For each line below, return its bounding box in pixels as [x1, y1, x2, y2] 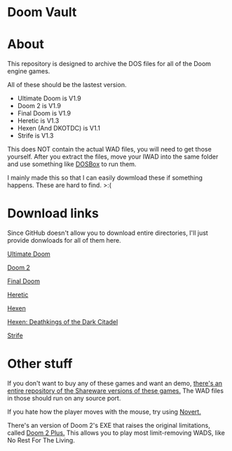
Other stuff [7, 356, 73, 372]
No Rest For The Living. [7, 436, 75, 444]
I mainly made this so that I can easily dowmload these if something [7, 173, 203, 182]
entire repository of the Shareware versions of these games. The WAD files [7, 386, 224, 395]
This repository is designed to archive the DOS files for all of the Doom [7, 60, 212, 68]
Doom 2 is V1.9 [17, 102, 62, 110]
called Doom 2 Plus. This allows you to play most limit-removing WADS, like [7, 429, 226, 437]
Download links [7, 206, 100, 222]
